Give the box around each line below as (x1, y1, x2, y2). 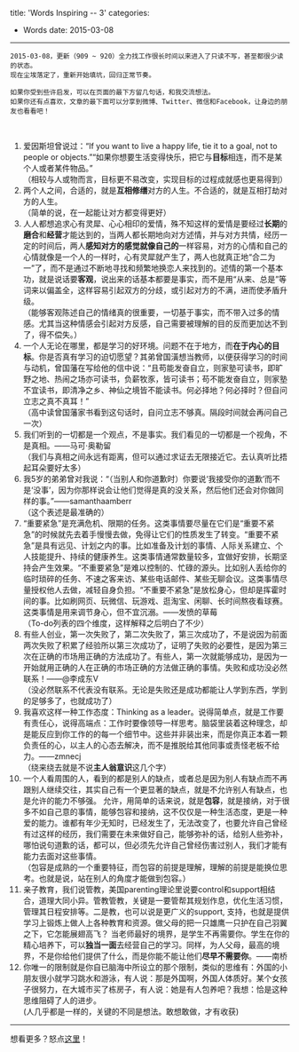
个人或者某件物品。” (22, 163, 93, 173)
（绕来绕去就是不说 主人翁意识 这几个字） (22, 763, 171, 772)
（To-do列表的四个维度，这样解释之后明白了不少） (22, 618, 209, 629)
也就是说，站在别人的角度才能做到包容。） (38, 874, 191, 883)
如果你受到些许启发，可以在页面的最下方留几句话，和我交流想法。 (10, 88, 216, 97)
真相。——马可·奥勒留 (30, 440, 112, 451)
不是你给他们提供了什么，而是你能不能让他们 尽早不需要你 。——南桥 (38, 951, 287, 961)
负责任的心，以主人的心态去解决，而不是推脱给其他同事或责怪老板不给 (22, 740, 280, 750)
